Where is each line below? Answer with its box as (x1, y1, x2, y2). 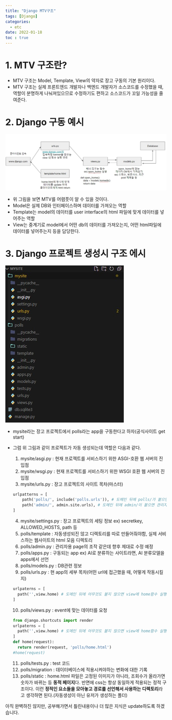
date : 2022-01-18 (5, 30, 42, 35)
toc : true (5, 35, 29, 40)
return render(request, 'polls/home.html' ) (17, 645, 112, 650)
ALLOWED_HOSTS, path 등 (20, 525, 78, 531)
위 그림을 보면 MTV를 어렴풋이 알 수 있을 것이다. (12, 196, 109, 202)
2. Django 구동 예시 (5, 117, 84, 128)
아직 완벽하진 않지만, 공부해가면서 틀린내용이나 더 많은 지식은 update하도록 (5, 703, 155, 709)
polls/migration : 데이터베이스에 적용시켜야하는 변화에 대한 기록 (20, 666, 147, 672)
